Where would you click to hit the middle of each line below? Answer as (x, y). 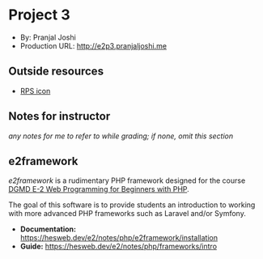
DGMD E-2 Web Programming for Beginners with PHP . (99, 189)
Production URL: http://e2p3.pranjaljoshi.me (93, 45)
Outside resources (56, 72)
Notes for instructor (59, 116)
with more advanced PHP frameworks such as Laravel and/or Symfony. (127, 214)
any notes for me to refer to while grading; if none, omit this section (121, 136)
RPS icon (35, 91)
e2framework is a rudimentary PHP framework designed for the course (127, 180)
